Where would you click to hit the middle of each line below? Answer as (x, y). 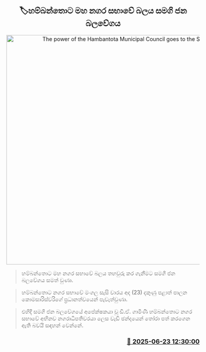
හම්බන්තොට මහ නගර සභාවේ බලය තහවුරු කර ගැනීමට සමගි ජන (98, 273)
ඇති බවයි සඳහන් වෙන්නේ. (52, 325)
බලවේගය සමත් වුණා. (47, 280)
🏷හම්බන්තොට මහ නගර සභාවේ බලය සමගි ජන (103, 11)
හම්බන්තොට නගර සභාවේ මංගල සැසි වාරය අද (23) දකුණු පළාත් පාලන (104, 292)
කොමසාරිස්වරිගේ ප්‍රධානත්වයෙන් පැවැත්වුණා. (74, 299)
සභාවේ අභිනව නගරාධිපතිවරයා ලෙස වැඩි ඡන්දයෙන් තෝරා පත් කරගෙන (106, 318)
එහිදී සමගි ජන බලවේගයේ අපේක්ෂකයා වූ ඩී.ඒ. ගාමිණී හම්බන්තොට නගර (107, 311)
